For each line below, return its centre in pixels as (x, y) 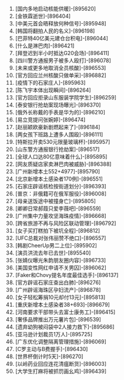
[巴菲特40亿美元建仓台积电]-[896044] (61, 38)
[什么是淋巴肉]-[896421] (45, 46)
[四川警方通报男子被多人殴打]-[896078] (63, 60)
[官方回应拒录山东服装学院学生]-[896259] (66, 97)
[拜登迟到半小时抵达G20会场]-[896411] (62, 53)
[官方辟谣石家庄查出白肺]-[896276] (58, 282)
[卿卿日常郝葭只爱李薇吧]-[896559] (58, 208)
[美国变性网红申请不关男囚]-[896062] (61, 268)
